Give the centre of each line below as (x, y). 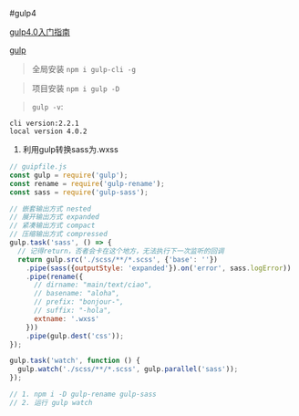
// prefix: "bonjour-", (79, 302)
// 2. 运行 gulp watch (51, 402)
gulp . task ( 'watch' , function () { (75, 361)
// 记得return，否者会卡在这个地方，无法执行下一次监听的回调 (121, 251)
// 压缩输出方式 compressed (58, 234)
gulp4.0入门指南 (40, 32)
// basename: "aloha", (77, 294)
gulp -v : (47, 107)
